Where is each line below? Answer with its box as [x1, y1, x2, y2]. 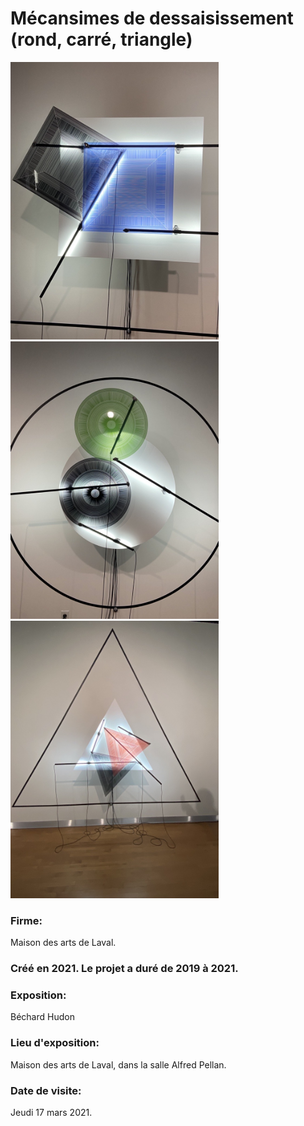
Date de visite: [10, 1083, 82, 1097]
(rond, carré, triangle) [10, 28, 193, 51]
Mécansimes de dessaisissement [10, 7, 294, 30]
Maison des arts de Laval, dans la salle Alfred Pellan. [10, 1058, 227, 1071]
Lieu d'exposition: [10, 1036, 100, 1050]
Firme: [10, 913, 43, 927]
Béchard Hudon [10, 1011, 75, 1023]
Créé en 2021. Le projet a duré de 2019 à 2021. [10, 962, 239, 976]
